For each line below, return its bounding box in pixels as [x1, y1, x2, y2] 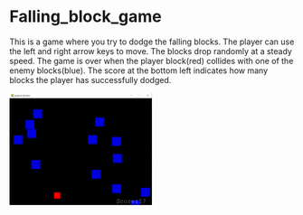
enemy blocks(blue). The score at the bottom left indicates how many [9, 65, 269, 76]
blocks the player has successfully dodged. [9, 74, 172, 85]
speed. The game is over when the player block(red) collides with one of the [9, 55, 294, 66]
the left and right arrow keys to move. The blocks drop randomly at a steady [9, 45, 292, 56]
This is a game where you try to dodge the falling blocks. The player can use [9, 36, 295, 47]
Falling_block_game [9, 6, 163, 27]
